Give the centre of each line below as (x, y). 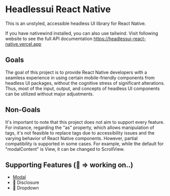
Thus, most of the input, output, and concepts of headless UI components (82, 88)
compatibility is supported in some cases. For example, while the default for (84, 144)
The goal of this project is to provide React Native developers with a (76, 72)
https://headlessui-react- (120, 39)
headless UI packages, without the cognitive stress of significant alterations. (85, 83)
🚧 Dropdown (26, 188)
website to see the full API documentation (49, 39)
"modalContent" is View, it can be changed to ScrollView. (65, 149)
